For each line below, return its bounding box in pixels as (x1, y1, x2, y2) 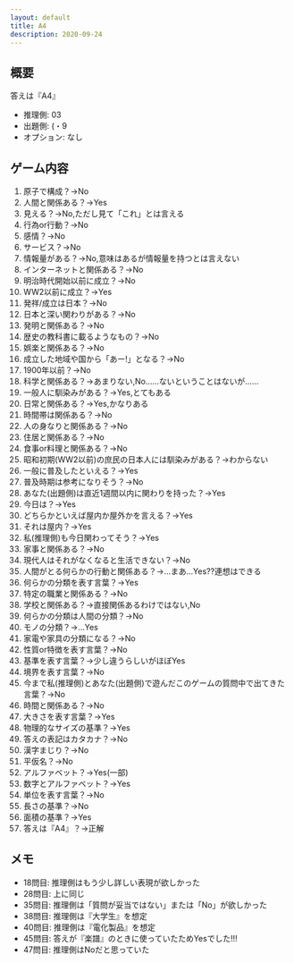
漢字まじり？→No (22, 745, 89, 756)
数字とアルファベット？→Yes (22, 779, 130, 789)
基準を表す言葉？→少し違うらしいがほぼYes (22, 655, 186, 666)
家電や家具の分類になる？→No (22, 633, 137, 644)
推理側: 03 (22, 109, 62, 121)
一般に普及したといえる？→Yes (22, 466, 139, 476)
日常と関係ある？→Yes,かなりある (22, 399, 149, 409)
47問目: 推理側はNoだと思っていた (22, 944, 150, 955)
